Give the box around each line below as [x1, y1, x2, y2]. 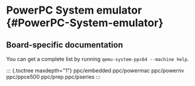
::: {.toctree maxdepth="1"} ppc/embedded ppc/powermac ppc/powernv [6, 67, 184, 74]
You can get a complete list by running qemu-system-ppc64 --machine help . [6, 56, 189, 62]
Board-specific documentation [6, 40, 123, 50]
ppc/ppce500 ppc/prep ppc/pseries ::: [6, 74, 101, 80]
